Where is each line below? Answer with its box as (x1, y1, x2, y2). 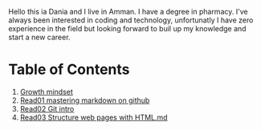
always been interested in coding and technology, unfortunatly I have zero (8, 15, 254, 25)
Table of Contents (8, 60, 130, 79)
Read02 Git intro (19, 104, 75, 113)
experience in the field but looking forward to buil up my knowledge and (8, 24, 247, 33)
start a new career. (8, 32, 71, 42)
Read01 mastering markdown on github (19, 95, 150, 105)
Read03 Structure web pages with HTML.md (19, 112, 168, 122)
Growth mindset (19, 87, 74, 96)
